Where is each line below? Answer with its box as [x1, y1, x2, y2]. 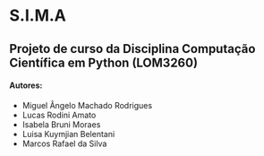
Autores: [9, 80, 43, 91]
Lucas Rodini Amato [21, 109, 97, 120]
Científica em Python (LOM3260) [9, 55, 199, 70]
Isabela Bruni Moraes [21, 118, 101, 130]
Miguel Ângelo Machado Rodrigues [21, 100, 153, 110]
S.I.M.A [9, 5, 67, 26]
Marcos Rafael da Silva [21, 138, 107, 149]
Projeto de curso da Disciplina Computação [9, 41, 256, 56]
